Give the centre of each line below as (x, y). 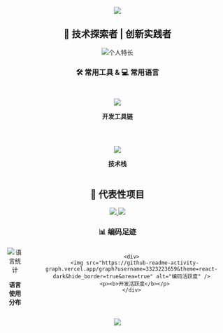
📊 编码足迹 (117, 232)
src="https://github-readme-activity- (143, 263)
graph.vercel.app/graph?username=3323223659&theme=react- (131, 269)
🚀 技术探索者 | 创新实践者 (117, 34)
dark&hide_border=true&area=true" (103, 277)
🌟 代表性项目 (117, 194)
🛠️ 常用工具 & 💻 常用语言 (117, 72)
